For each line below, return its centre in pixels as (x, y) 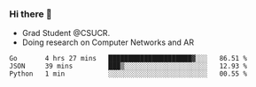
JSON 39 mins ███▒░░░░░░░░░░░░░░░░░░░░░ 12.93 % (128, 66)
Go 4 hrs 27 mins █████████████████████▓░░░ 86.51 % (128, 59)
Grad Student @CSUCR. (66, 33)
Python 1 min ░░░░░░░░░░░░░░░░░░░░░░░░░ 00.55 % (128, 74)
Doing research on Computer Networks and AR (108, 42)
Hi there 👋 (31, 14)
